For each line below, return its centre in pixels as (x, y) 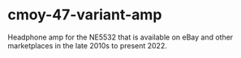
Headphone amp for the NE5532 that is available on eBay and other (120, 37)
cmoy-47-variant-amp (85, 15)
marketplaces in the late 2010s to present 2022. (87, 45)
